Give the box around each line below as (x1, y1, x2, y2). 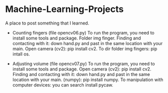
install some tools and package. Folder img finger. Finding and (12, 35, 141, 41)
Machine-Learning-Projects (5, 3, 124, 15)
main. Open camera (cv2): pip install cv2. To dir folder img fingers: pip (12, 45, 157, 51)
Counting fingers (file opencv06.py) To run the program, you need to (12, 29, 154, 35)
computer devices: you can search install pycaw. (12, 81, 114, 88)
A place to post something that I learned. (5, 20, 89, 26)
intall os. (12, 51, 30, 57)
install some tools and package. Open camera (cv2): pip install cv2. (12, 66, 151, 72)
